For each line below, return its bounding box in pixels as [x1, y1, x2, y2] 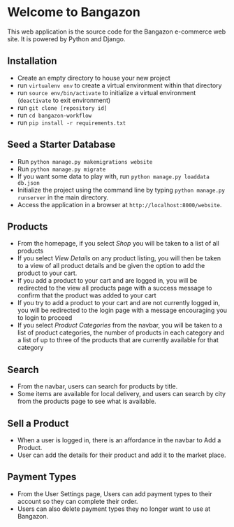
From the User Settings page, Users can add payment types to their [17, 489, 212, 498]
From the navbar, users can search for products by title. [17, 382, 178, 391]
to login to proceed [17, 314, 73, 322]
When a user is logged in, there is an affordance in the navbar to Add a [17, 436, 221, 444]
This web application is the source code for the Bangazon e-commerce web [7, 27, 226, 36]
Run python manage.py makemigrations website [17, 157, 153, 165]
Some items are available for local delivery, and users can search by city [17, 390, 226, 398]
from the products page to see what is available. [17, 397, 156, 406]
